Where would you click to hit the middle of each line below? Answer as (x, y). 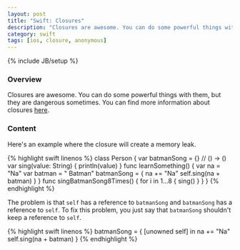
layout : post (27, 14)
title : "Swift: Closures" (46, 21)
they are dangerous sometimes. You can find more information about (109, 102)
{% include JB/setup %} (43, 61)
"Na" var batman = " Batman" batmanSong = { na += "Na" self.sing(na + (114, 173)
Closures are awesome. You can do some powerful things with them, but (114, 95)
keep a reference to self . (45, 217)
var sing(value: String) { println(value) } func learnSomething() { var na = (114, 166)
